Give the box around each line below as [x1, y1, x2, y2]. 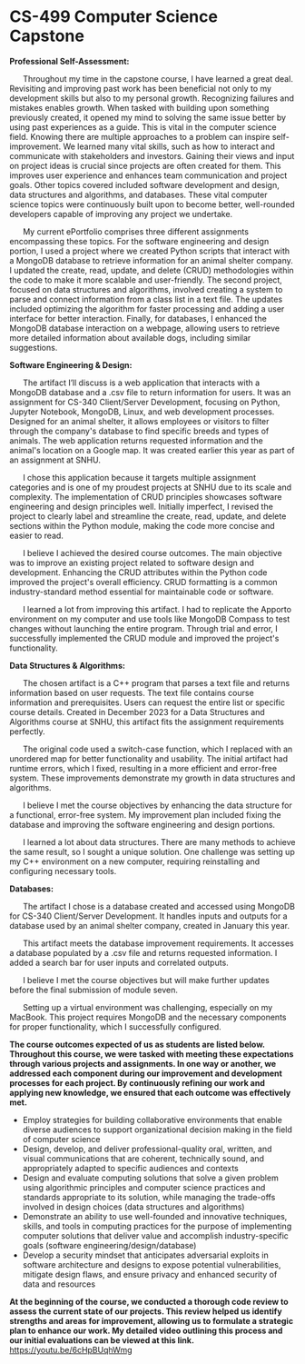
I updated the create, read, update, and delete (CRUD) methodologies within [9, 264, 295, 275]
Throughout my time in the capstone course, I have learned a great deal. [22, 73, 293, 84]
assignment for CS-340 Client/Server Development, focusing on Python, [9, 396, 280, 407]
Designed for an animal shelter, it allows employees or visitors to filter [9, 415, 270, 426]
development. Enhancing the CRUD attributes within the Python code [9, 566, 268, 578]
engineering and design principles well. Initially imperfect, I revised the [9, 501, 274, 512]
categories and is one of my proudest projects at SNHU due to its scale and [9, 482, 292, 493]
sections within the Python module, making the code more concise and [9, 520, 275, 531]
